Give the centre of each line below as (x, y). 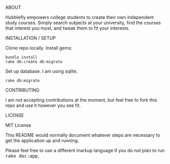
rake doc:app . (22, 156)
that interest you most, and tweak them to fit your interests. (68, 28)
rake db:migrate (22, 81)
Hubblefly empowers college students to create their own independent (80, 17)
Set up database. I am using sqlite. (42, 71)
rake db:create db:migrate (34, 62)
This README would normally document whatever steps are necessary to (83, 135)
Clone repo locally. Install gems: (39, 48)
